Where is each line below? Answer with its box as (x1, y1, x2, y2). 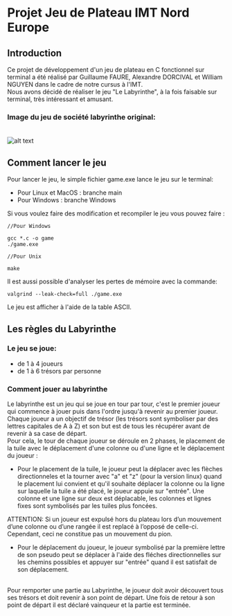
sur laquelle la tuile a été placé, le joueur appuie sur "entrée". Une (17, 487, 204, 495)
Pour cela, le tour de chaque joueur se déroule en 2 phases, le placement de (7, 437, 225, 445)
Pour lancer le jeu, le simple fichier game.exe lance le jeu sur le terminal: (7, 175, 213, 184)
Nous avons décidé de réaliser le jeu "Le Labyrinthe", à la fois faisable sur (7, 88, 217, 96)
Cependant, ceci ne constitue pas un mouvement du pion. (7, 530, 173, 538)
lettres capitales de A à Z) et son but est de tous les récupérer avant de (7, 422, 211, 430)
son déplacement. (17, 565, 69, 574)
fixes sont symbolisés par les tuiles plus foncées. (17, 502, 158, 510)
